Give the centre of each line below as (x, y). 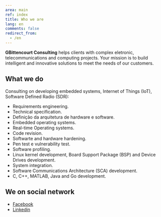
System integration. (33, 165)
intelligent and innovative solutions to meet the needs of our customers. (79, 63)
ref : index (17, 15)
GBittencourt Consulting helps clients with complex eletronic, (70, 52)
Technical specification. (37, 112)
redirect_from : (21, 33)
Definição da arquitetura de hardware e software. (63, 117)
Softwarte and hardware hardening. (49, 138)
